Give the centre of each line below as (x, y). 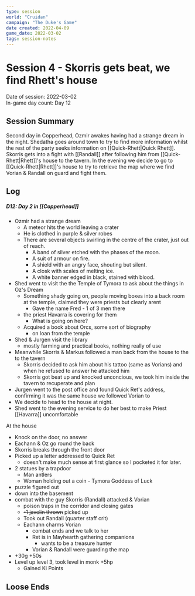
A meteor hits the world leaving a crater (71, 227)
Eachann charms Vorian (52, 525)
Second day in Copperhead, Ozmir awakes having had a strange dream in (95, 135)
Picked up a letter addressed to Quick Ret (65, 456)
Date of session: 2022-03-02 (42, 96)
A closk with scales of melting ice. (73, 271)
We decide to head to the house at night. (64, 402)
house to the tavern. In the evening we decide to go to (108, 160)
